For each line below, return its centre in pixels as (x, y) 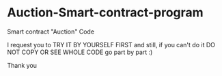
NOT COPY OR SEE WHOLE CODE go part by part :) (80, 52)
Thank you (22, 65)
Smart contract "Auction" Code (51, 31)
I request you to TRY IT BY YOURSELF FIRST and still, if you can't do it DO (111, 45)
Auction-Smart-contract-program (105, 13)
